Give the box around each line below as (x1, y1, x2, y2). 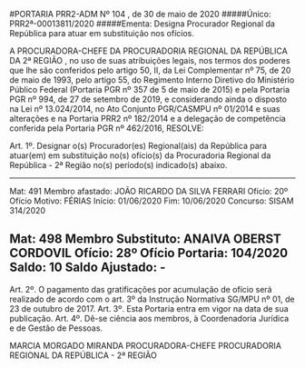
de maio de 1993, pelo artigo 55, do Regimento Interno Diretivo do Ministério (9, 75, 295, 85)
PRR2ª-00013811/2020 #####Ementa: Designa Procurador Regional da (9, 18, 275, 29)
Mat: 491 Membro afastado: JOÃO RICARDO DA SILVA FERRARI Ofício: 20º (9, 186, 289, 196)
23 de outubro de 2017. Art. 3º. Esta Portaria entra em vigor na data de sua (9, 303, 289, 313)
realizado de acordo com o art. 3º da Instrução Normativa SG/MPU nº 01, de (9, 293, 295, 304)
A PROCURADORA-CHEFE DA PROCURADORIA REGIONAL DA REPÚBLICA (9, 45, 288, 56)
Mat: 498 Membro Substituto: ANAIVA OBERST (9, 232, 281, 247)
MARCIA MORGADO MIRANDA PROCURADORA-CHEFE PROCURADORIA (9, 340, 281, 351)
